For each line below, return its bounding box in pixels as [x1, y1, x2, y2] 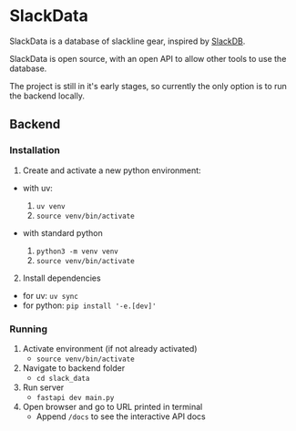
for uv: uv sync [22, 290, 79, 301]
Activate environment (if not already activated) [22, 343, 198, 354]
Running [9, 323, 48, 335]
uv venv [36, 201, 66, 210]
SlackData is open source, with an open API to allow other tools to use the [9, 53, 287, 64]
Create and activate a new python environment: [22, 165, 202, 176]
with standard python [22, 227, 103, 238]
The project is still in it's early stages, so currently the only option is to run [9, 80, 287, 91]
